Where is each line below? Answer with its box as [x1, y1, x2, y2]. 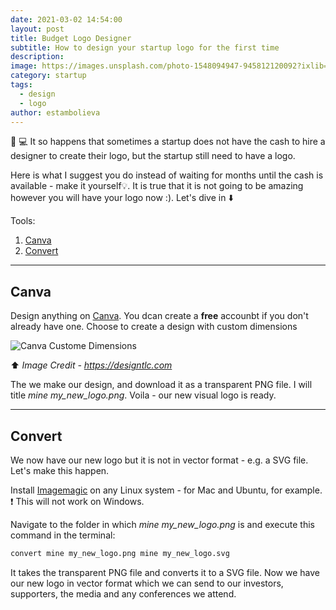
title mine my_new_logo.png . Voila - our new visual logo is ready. [10, 389, 277, 401]
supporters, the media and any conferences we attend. [10, 587, 237, 600]
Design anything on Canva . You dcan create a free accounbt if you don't [10, 310, 309, 322]
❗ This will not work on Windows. [10, 496, 145, 507]
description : [10, 52, 65, 62]
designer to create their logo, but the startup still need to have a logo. [10, 150, 296, 162]
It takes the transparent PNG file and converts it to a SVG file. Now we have [10, 566, 321, 578]
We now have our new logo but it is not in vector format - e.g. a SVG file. [10, 454, 309, 466]
